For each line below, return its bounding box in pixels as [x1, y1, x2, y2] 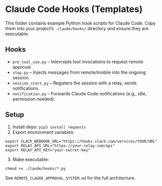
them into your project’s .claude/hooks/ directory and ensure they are [5, 25, 149, 31]
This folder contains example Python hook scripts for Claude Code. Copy [5, 20, 156, 26]
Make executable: [12, 156, 49, 162]
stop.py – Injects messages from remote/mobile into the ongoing [12, 69, 146, 75]
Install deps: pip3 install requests [12, 124, 86, 130]
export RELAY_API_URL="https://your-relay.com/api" [5, 143, 115, 148]
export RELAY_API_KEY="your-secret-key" [5, 147, 91, 152]
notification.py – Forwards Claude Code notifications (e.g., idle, [12, 90, 146, 96]
